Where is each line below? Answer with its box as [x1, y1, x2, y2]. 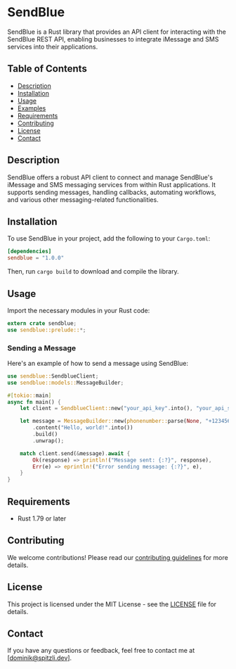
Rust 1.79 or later [17, 514, 67, 523]
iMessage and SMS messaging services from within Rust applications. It [7, 180, 216, 189]
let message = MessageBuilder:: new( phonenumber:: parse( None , [20, 418, 202, 425]
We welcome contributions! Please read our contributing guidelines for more [7, 553, 228, 561]
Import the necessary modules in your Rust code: [7, 306, 150, 314]
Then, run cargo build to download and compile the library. [7, 267, 179, 276]
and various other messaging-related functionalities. [7, 195, 159, 204]
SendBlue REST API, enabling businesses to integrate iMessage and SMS [7, 34, 219, 43]
